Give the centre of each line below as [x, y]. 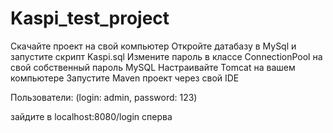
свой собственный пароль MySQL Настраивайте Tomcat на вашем [153, 67]
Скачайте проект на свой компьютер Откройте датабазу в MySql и [153, 46]
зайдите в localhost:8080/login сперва [91, 116]
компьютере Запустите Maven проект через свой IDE [125, 78]
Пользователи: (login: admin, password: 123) [104, 97]
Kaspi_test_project [90, 18]
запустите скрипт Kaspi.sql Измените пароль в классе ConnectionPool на [166, 56]
